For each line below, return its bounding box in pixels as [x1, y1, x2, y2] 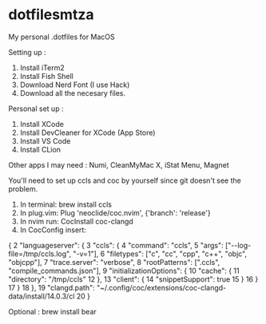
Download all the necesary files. [19, 88, 126, 97]
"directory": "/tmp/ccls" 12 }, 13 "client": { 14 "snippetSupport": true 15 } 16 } [8, 274, 259, 284]
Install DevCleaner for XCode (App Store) [19, 128, 156, 137]
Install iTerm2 [19, 62, 66, 73]
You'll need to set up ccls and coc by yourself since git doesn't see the [8, 176, 241, 185]
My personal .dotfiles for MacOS [8, 32, 116, 41]
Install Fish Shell [19, 71, 73, 81]
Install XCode [19, 119, 64, 128]
